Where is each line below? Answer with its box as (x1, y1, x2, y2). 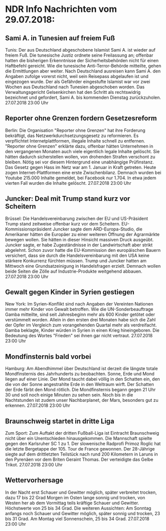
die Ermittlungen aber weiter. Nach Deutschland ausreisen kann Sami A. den (5, 68, 161, 74)
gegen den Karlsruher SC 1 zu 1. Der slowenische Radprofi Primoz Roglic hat (5, 441, 161, 447)
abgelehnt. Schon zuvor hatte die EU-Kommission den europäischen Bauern (5, 247, 161, 253)
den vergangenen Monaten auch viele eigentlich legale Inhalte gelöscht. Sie (5, 148, 160, 154)
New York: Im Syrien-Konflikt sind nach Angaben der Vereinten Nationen (5, 301, 154, 307)
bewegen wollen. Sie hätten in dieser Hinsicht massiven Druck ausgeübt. (5, 236, 154, 242)
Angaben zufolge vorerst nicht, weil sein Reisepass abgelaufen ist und (5, 74, 149, 79)
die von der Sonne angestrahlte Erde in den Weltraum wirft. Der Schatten (5, 381, 154, 387)
